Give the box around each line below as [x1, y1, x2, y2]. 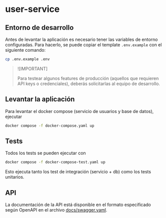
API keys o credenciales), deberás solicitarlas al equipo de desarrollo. [17, 81, 161, 87]
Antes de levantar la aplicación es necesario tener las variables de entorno [5, 36, 158, 42]
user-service [5, 3, 60, 15]
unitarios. [5, 174, 25, 180]
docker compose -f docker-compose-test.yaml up [5, 160, 106, 165]
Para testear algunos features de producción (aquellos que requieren [17, 75, 159, 81]
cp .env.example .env [5, 57, 50, 62]
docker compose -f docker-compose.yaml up [5, 123, 94, 128]
